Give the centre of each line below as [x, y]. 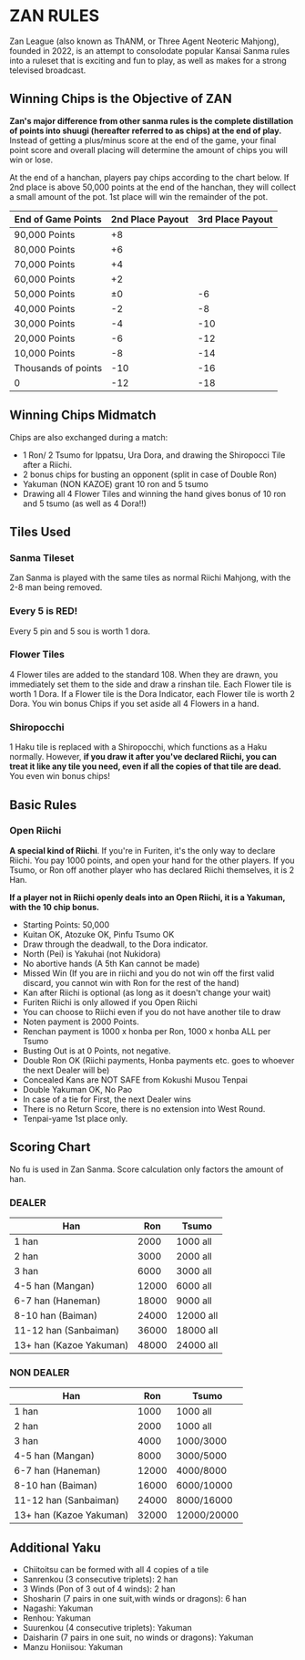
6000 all [194, 1285]
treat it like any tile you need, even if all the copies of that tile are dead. [146, 766]
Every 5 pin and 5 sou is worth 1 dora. [80, 631]
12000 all [197, 1315]
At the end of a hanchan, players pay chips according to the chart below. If [149, 177]
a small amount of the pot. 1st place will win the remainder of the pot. [139, 196]
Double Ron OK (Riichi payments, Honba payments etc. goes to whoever [158, 1060]
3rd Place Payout [235, 219]
